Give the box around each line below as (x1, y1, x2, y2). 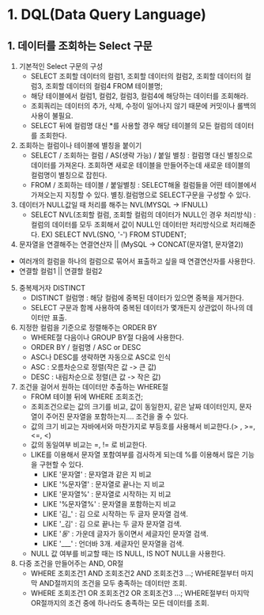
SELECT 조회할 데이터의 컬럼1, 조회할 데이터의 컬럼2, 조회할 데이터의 (30, 71, 243, 81)
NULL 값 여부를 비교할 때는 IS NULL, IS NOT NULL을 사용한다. (30, 549, 226, 558)
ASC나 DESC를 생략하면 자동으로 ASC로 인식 (30, 352, 172, 362)
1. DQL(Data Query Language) (7, 6, 206, 24)
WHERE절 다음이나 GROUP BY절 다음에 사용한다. (30, 332, 184, 342)
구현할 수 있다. (39, 460, 84, 469)
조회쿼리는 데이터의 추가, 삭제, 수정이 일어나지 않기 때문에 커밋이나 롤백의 (30, 101, 257, 110)
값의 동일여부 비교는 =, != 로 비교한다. (30, 440, 148, 449)
